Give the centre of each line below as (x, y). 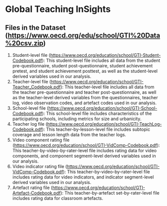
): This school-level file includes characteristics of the (97, 113)
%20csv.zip (24, 43)
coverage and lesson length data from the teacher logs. (69, 135)
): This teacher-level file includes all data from (107, 87)
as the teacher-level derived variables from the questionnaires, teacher (85, 98)
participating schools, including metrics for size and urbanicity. (77, 119)
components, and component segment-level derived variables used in (84, 156)
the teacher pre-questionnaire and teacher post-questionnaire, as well (84, 92)
